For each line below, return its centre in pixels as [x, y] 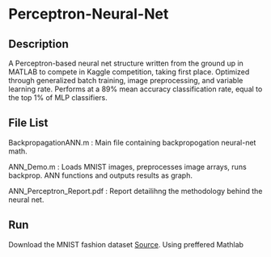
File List [28, 123]
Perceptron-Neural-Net [89, 14]
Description [38, 44]
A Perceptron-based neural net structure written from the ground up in [126, 63]
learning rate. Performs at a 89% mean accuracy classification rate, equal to [135, 89]
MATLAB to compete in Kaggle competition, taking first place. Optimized [129, 72]
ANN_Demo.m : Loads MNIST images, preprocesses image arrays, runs [127, 166]
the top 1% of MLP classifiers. [58, 97]
